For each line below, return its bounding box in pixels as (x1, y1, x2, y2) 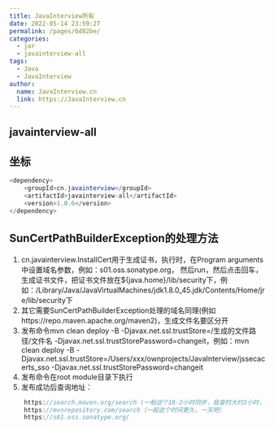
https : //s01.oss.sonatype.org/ (24, 414, 130, 422)
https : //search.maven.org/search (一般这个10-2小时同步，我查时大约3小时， (24, 398, 265, 406)
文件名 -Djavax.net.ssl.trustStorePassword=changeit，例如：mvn (30, 336, 250, 345)
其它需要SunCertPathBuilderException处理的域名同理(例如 (20, 305, 216, 315)
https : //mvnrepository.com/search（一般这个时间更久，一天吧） (24, 405, 226, 414)
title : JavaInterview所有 (9, 11, 94, 20)
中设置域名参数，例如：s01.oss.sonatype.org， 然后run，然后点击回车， (20, 265, 263, 275)
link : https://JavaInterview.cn (16, 95, 127, 103)
